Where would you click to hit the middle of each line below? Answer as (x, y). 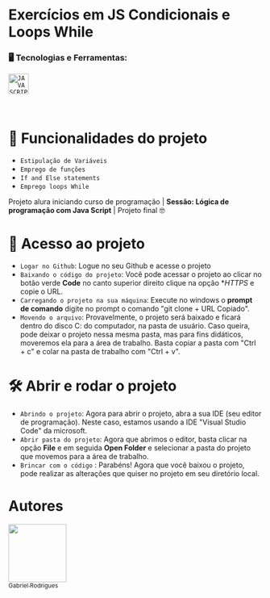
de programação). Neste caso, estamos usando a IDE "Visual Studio (133, 422)
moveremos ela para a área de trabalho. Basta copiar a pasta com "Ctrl (138, 343)
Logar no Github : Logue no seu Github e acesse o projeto (116, 266)
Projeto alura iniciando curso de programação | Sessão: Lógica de (119, 202)
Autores (36, 506)
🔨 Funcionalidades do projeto (108, 138)
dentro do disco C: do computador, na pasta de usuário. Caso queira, (135, 326)
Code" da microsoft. (53, 431)
